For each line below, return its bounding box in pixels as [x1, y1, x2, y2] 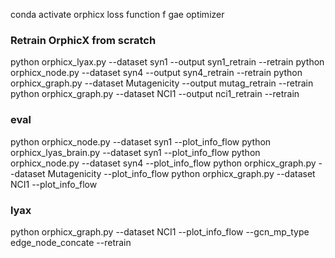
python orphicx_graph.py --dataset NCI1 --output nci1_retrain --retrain [10, 88, 300, 100]
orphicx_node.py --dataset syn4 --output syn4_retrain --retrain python [10, 67, 303, 79]
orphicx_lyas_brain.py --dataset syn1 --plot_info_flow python [10, 146, 261, 158]
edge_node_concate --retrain [10, 236, 132, 248]
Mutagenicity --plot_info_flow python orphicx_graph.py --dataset [47, 167, 316, 179]
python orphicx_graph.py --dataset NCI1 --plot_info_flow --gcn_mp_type [10, 225, 310, 238]
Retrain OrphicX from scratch [10, 33, 157, 47]
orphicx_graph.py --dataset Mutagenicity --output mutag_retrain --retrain [10, 77, 314, 89]
